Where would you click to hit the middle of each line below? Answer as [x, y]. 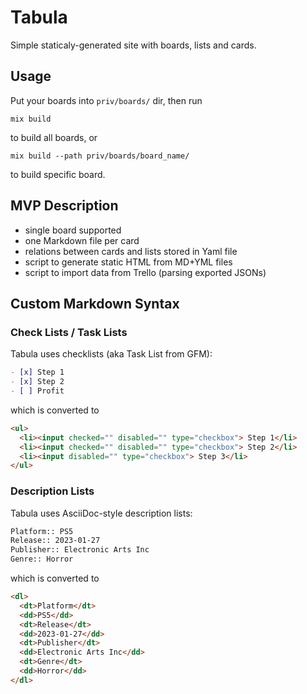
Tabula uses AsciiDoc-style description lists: [101, 513]
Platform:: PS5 [42, 531]
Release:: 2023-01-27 [55, 541]
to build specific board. [58, 174]
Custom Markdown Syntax [95, 303]
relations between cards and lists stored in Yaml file [131, 251]
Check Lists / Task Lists [69, 332]
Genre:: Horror [42, 559]
